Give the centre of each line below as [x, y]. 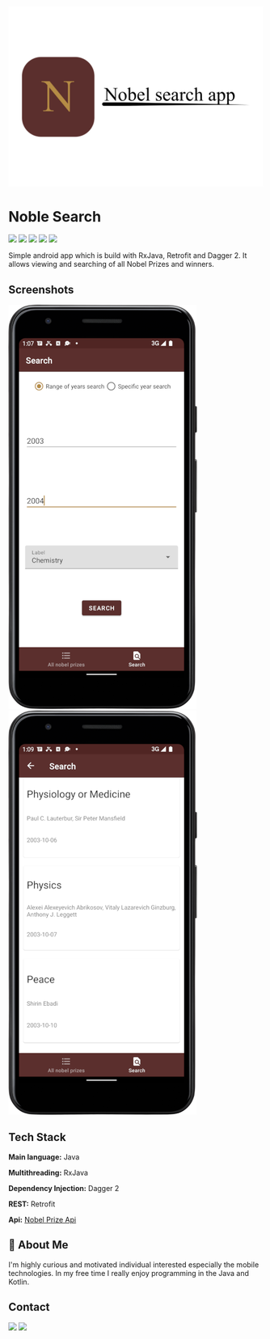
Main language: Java [44, 1157]
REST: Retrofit [32, 1204]
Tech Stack [37, 1137]
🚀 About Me [38, 1245]
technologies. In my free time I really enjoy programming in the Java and [129, 1273]
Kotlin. [19, 1282]
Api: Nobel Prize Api [42, 1219]
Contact [29, 1307]
